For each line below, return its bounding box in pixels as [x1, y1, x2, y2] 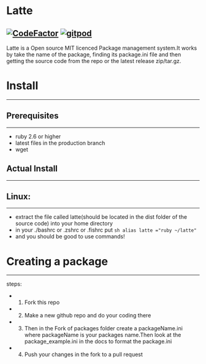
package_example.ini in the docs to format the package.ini [24, 338, 172, 345]
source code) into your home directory [15, 220, 113, 227]
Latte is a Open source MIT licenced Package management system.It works [6, 44, 197, 51]
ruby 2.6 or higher [15, 132, 61, 140]
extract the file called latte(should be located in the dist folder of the [15, 213, 188, 221]
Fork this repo [24, 298, 60, 306]
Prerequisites [6, 111, 59, 121]
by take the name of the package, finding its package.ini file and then [6, 51, 181, 58]
